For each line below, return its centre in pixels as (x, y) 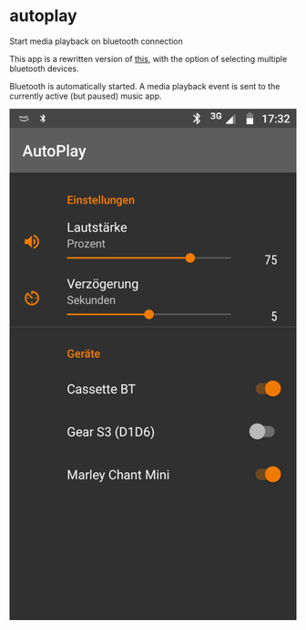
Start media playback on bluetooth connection (97, 41)
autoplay (43, 16)
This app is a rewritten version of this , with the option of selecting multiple (148, 58)
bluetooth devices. (44, 68)
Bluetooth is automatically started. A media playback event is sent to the (145, 86)
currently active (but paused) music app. (86, 96)
